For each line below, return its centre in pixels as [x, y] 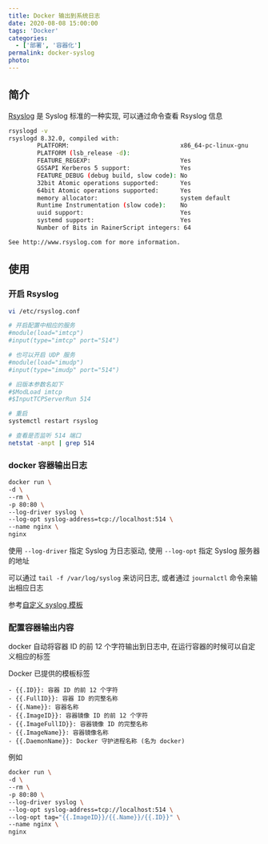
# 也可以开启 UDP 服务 [42, 355]
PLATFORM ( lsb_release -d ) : [84, 153]
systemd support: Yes [114, 220]
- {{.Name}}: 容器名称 [44, 707]
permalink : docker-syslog [51, 53]
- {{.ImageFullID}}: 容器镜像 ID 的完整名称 [78, 725]
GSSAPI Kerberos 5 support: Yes [114, 168]
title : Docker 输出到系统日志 [54, 16]
